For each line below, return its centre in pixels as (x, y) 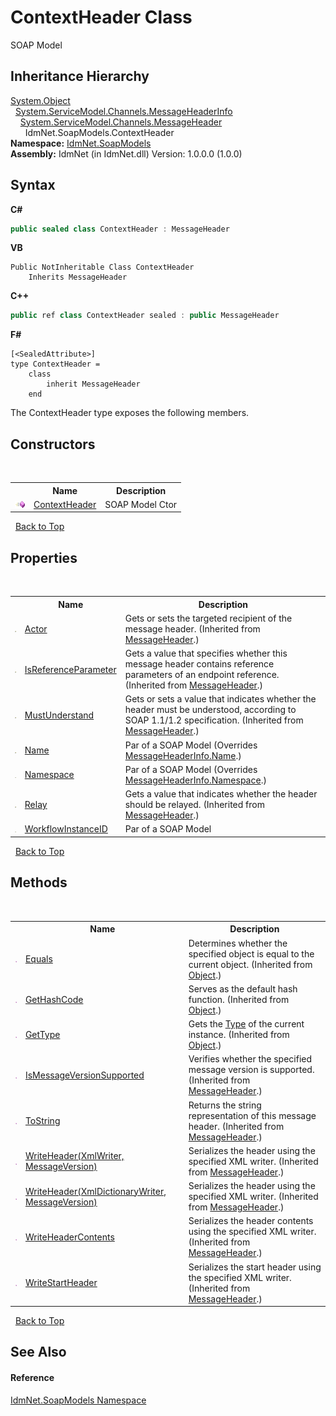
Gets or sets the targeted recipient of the (208, 618)
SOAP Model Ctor (141, 504)
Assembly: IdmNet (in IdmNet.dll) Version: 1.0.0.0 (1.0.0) (126, 153)
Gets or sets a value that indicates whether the (220, 699)
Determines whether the (238, 943)
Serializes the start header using (255, 1267)
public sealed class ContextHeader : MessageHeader (120, 229)
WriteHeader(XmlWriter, (74, 1156)
